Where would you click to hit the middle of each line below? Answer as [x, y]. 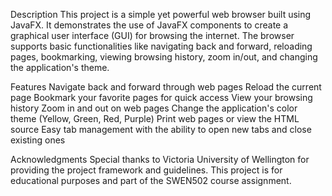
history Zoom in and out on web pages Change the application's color [154, 108]
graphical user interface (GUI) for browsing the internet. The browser [152, 35]
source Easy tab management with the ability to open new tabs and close [161, 129]
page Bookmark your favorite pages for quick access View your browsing [161, 97]
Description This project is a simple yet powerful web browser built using [161, 14]
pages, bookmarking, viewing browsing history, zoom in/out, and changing [164, 57]
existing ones [38, 140]
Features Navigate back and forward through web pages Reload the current [166, 87]
